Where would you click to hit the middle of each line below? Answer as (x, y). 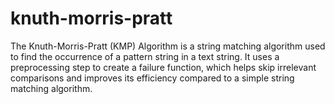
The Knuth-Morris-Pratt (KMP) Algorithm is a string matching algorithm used (168, 46)
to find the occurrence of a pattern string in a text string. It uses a (145, 56)
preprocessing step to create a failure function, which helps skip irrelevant (163, 67)
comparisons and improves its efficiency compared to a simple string (152, 78)
